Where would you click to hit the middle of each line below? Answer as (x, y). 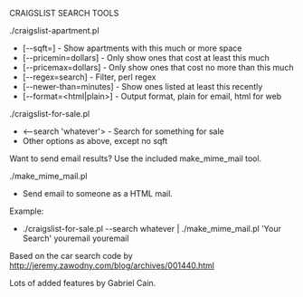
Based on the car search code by (71, 256)
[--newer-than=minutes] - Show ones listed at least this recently (142, 86)
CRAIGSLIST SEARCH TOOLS (64, 13)
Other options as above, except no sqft (95, 141)
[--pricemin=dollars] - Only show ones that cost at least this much (146, 57)
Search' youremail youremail (76, 238)
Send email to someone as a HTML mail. (98, 193)
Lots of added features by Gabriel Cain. (83, 283)
